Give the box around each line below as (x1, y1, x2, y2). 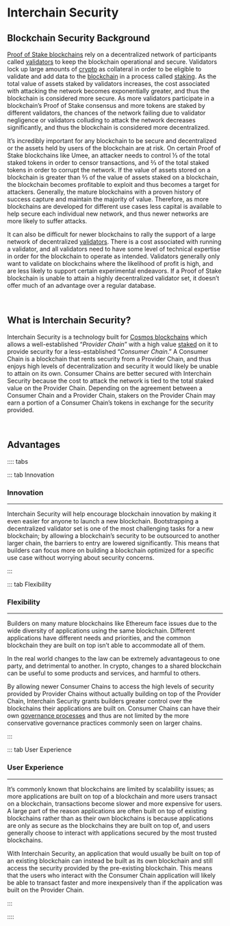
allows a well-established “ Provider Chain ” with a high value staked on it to (7, 340, 218, 348)
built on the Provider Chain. (7, 885, 84, 894)
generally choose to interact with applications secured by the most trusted (7, 828, 217, 837)
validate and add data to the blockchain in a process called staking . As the (7, 72, 217, 80)
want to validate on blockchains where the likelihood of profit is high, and (7, 260, 214, 267)
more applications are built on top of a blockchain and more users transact (7, 792, 218, 800)
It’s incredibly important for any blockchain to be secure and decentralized (7, 137, 217, 145)
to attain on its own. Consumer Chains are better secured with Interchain (7, 369, 212, 377)
